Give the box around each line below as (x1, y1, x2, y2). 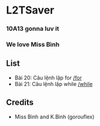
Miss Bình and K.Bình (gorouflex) (14, 113, 95, 120)
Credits (6, 98, 34, 108)
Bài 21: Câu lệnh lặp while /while (14, 80, 93, 87)
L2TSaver (6, 4, 55, 17)
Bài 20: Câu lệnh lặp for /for (14, 74, 82, 81)
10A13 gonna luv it (6, 25, 59, 33)
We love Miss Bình (6, 41, 60, 49)
